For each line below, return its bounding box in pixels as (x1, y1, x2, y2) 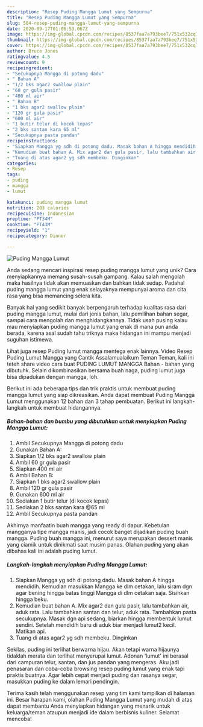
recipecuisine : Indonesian (7, 211, 75, 217)
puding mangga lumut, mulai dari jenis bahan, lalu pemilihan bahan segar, (7, 310, 189, 317)
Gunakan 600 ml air (15, 490, 65, 498)
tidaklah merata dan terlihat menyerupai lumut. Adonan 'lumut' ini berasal (7, 652, 189, 659)
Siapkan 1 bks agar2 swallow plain (15, 478, 101, 485)
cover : (7, 43, 23, 49)
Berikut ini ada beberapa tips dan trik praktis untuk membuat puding (7, 384, 176, 392)
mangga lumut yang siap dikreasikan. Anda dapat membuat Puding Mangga (7, 391, 195, 398)
